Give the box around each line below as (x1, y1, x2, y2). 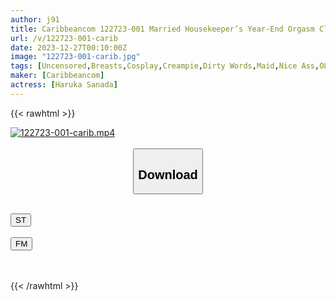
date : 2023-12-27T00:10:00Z (10, 42, 128, 53)
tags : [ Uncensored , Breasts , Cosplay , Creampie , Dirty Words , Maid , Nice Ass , (10, 61, 320, 71)
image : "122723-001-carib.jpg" (10, 52, 141, 62)
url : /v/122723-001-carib (10, 33, 118, 43)
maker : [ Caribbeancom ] (10, 71, 105, 81)
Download (138, 167, 198, 182)
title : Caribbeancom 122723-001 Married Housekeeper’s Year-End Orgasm (10, 24, 315, 34)
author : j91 (10, 14, 60, 25)
